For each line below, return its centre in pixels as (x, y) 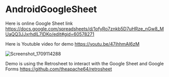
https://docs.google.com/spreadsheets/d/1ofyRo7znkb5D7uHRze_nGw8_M (84, 28)
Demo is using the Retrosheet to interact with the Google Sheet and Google (84, 63)
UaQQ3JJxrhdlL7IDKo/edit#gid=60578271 (50, 34)
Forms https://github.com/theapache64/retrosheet (59, 69)
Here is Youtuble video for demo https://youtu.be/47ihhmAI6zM (72, 44)
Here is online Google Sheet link (39, 23)
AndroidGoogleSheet (51, 9)
